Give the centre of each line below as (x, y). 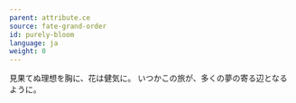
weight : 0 (28, 51)
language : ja (34, 43)
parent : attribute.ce (50, 18)
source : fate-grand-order (58, 26)
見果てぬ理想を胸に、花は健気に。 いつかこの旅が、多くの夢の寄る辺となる (148, 79)
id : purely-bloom (42, 34)
